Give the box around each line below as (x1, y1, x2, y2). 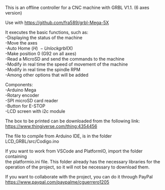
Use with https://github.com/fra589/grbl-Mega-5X (5, 20, 109, 26)
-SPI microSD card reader (5, 98, 58, 104)
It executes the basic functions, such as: (5, 30, 88, 36)
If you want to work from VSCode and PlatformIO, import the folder (5, 148, 143, 154)
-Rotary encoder (5, 92, 39, 98)
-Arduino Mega (5, 87, 36, 93)
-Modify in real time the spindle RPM (5, 67, 81, 73)
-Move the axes (5, 40, 37, 46)
